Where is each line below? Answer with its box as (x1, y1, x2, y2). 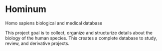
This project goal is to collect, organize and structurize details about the (5, 29, 153, 35)
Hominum (5, 3, 46, 15)
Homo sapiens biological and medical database (5, 20, 103, 26)
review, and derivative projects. (5, 40, 70, 46)
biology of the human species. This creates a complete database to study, (5, 35, 158, 41)
